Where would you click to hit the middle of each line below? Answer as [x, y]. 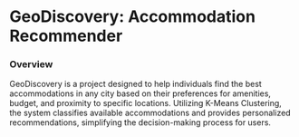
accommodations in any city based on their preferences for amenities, [140, 93]
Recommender [66, 36]
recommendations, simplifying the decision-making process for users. [140, 122]
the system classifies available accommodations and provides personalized [150, 113]
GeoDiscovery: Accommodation [133, 17]
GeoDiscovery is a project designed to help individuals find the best [136, 84]
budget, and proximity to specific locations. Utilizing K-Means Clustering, [146, 103]
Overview [31, 64]
